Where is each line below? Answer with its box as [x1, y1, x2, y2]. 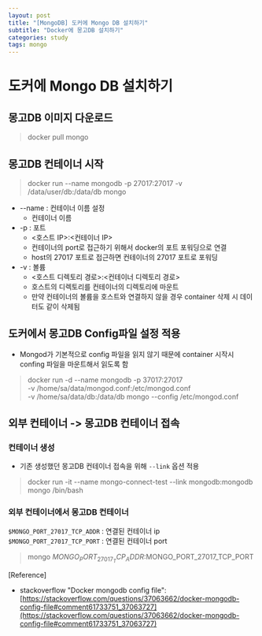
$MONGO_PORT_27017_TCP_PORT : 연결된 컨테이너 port [8, 536, 168, 545]
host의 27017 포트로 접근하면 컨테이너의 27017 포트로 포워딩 [31, 252, 218, 262]
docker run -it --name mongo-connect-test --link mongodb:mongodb [27, 478, 253, 487]
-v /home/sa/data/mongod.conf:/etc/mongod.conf [27, 383, 191, 392]
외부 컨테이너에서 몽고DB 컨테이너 [8, 507, 129, 518]
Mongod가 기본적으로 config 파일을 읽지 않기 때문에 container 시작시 [19, 349, 234, 359]
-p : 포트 [19, 222, 46, 232]
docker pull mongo [27, 132, 89, 142]
